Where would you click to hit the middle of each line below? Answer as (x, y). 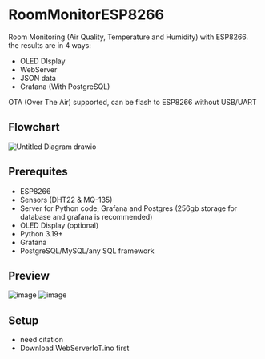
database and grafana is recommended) (86, 216)
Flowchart (34, 127)
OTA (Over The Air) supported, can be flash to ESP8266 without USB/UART (133, 102)
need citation (42, 340)
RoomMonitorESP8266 (86, 15)
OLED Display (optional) (59, 225)
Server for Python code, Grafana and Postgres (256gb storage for (128, 208)
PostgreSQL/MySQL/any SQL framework (87, 251)
